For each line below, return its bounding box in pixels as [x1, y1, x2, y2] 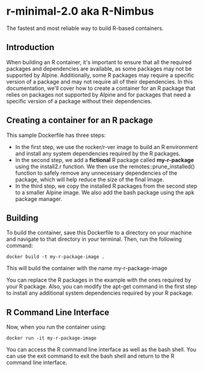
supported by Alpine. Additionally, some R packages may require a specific [6, 72, 195, 79]
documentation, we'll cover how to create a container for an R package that [6, 84, 196, 92]
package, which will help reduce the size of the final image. [15, 175, 164, 183]
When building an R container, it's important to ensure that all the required [6, 58, 192, 65]
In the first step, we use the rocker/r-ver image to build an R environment [15, 143, 198, 150]
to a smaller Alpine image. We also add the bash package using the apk [15, 188, 195, 196]
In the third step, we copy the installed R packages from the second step [15, 182, 198, 189]
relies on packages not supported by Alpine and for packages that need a [6, 90, 191, 98]
